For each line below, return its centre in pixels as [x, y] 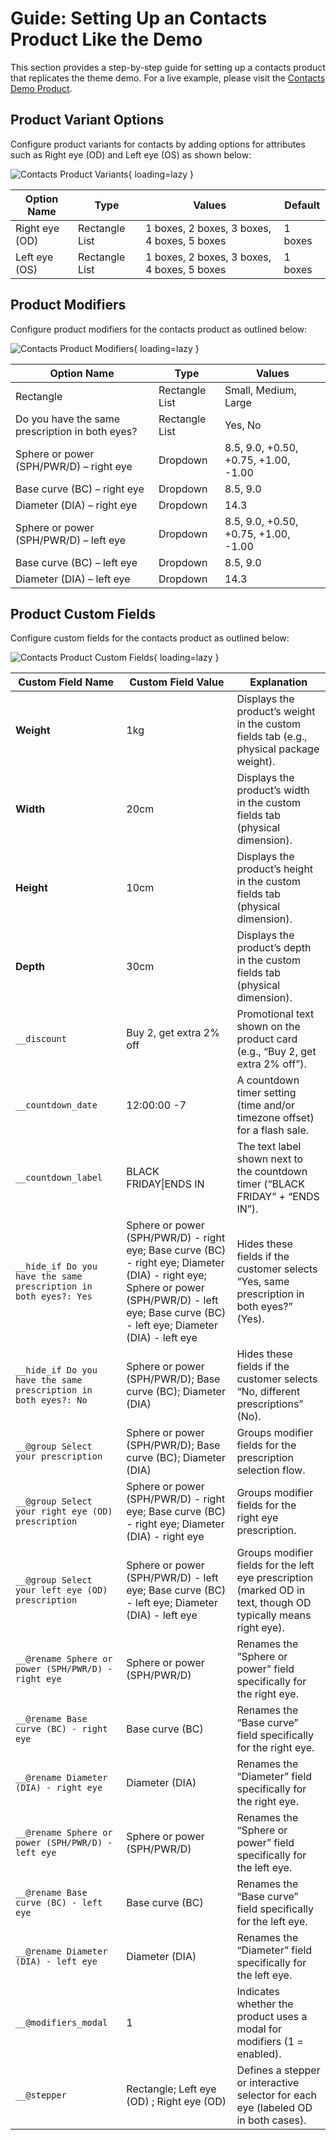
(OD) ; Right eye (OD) [176, 2102]
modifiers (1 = [270, 2042]
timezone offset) [275, 1118]
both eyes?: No [51, 1400]
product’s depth [274, 948]
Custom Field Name [66, 682]
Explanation [278, 682]
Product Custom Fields [83, 613]
